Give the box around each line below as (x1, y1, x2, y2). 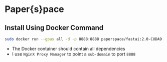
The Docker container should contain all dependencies (12, 45, 125, 51)
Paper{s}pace (5, 3, 65, 15)
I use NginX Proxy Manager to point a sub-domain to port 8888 (12, 51, 136, 57)
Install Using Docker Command (5, 23, 104, 32)
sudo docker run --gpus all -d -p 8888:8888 (5, 36, 99, 41)
